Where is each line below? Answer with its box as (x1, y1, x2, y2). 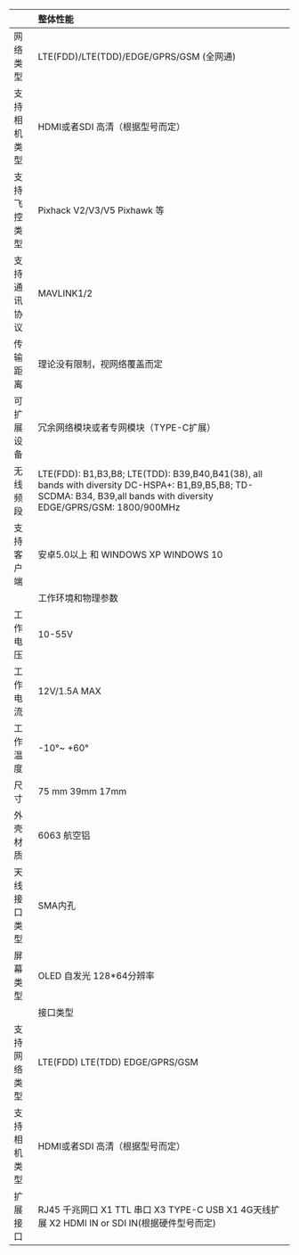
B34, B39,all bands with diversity (75, 490, 214, 502)
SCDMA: (37, 490, 74, 502)
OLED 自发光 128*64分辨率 (37, 970, 155, 981)
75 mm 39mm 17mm (37, 785, 127, 797)
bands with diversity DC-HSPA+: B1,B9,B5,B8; (37, 479, 233, 491)
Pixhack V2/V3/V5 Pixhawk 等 (37, 204, 165, 217)
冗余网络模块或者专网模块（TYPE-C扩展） (37, 422, 216, 433)
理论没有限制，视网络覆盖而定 (37, 358, 163, 370)
